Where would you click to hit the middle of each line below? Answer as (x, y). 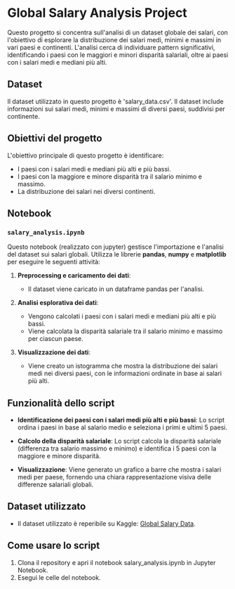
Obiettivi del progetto (55, 138)
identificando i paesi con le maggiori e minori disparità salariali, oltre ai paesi (118, 55)
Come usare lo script (54, 546)
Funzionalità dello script (61, 403)
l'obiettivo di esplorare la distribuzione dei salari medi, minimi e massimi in (114, 39)
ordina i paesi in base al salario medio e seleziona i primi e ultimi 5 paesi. (122, 427)
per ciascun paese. (55, 339)
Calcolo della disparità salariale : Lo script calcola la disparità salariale (119, 441)
